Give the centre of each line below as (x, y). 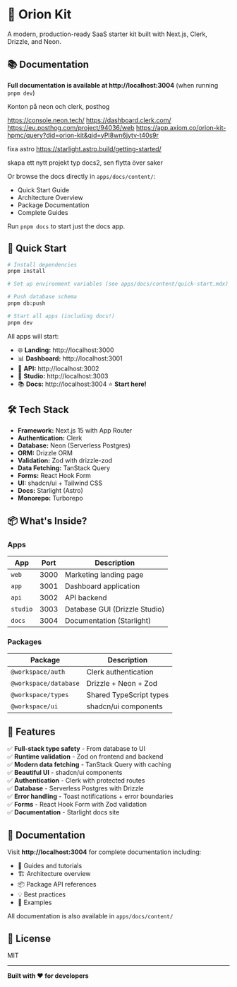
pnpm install (26, 271)
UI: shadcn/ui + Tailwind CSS (60, 483)
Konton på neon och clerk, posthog (59, 106)
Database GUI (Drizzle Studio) (115, 609)
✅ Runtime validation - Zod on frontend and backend (85, 757)
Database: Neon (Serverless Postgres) (74, 445)
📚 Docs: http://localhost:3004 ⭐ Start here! (82, 384)
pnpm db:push (26, 303)
